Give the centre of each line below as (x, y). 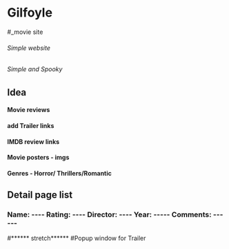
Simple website (29, 48)
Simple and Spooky (35, 69)
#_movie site (25, 32)
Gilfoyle (30, 13)
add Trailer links (31, 125)
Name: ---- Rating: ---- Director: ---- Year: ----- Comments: (109, 214)
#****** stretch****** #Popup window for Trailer (77, 238)
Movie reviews (29, 110)
